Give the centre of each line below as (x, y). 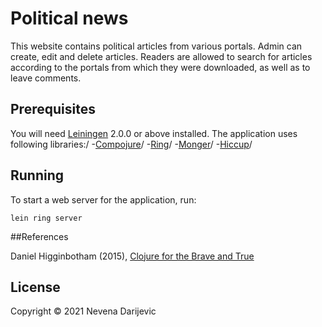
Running (37, 175)
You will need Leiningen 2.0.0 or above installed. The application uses (154, 133)
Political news (69, 18)
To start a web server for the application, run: (103, 199)
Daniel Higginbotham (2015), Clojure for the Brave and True (132, 256)
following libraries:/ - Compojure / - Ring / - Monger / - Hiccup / (131, 144)
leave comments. (46, 78)
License (35, 287)
